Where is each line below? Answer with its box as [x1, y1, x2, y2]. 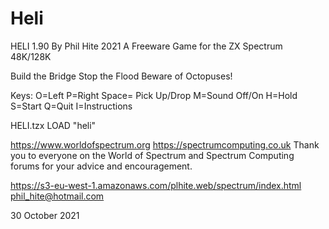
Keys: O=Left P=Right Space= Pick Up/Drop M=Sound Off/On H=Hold [10, 89, 298, 101]
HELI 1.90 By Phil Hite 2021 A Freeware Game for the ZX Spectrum [10, 40, 283, 52]
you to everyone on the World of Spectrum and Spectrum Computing [10, 149, 295, 161]
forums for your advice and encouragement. [10, 160, 193, 172]
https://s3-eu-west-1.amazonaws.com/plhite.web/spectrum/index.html [10, 179, 302, 191]
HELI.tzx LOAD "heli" [10, 119, 97, 131]
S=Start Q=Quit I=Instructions [10, 100, 133, 112]
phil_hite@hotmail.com [10, 190, 105, 202]
